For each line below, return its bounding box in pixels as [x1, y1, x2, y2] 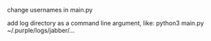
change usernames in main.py [7, 6, 93, 14]
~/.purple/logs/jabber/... [7, 27, 75, 34]
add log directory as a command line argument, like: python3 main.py [7, 19, 205, 27]
